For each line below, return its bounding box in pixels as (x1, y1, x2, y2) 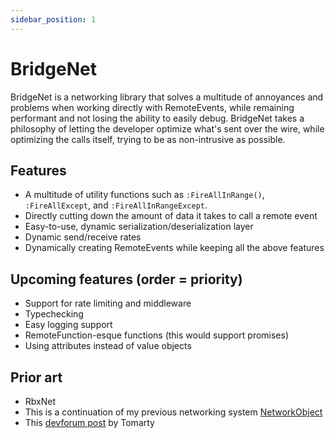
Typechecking (24, 308, 84, 320)
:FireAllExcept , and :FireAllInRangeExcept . (24, 199, 208, 211)
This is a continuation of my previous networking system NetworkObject (24, 406, 323, 418)
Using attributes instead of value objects (24, 340, 192, 352)
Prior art (10, 369, 63, 386)
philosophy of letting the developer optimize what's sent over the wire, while (10, 122, 325, 135)
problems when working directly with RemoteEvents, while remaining (10, 101, 295, 113)
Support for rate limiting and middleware (24, 297, 192, 310)
